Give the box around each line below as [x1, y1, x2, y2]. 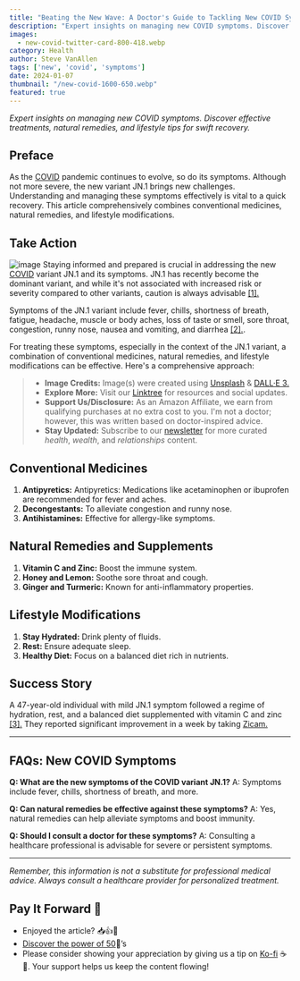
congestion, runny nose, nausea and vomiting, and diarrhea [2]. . [9, 324, 246, 335]
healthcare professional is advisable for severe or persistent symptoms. [9, 840, 273, 850]
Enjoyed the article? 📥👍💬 [21, 926, 119, 935]
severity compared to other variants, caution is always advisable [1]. [9, 288, 260, 299]
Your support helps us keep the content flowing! [31, 961, 210, 971]
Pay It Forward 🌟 [9, 901, 103, 917]
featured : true [9, 88, 66, 97]
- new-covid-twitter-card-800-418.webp [17, 38, 166, 47]
